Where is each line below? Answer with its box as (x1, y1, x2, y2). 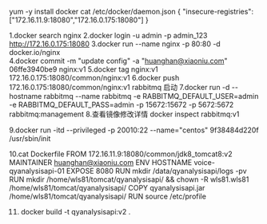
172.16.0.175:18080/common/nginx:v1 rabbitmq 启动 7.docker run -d (9, 83, 230, 92)
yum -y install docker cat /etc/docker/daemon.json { (9, 7, 181, 16)
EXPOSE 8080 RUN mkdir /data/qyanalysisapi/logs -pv (66, 167, 247, 175)
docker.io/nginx (9, 48, 61, 57)
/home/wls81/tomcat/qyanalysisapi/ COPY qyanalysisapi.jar (9, 183, 205, 192)
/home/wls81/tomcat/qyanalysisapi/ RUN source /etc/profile (9, 191, 207, 201)
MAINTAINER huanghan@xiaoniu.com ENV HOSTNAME (9, 158, 193, 167)
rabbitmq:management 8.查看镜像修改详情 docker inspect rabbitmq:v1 (9, 109, 240, 119)
